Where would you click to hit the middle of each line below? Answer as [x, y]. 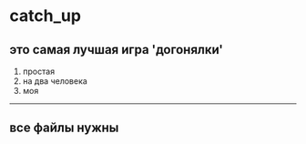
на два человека [55, 81]
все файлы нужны [64, 128]
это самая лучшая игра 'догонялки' [116, 50]
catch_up [46, 16]
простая [39, 71]
